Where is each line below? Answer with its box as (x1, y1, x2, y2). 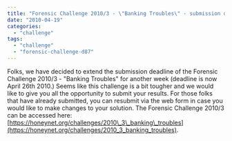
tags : (7, 36, 23, 43)
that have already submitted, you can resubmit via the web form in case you (7, 96, 223, 105)
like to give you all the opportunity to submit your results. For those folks (7, 89, 213, 97)
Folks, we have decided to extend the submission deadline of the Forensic (7, 67, 218, 76)
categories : (7, 23, 41, 30)
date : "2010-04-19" (7, 17, 64, 23)
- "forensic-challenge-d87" (13, 49, 95, 56)
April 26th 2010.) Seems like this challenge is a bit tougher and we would (7, 82, 214, 90)
